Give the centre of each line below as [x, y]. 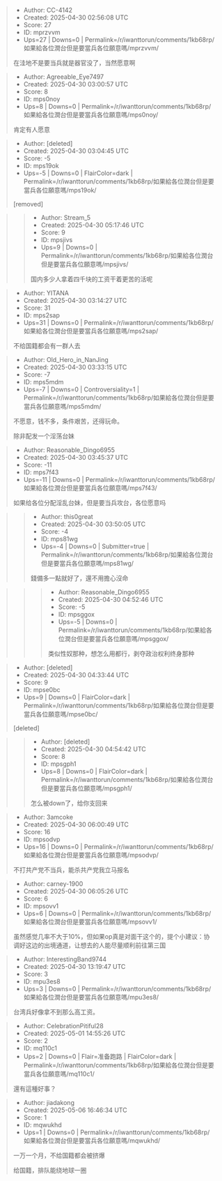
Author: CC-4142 [48, 10]
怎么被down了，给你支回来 [69, 803]
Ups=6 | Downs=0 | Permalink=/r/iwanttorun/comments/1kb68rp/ [117, 913]
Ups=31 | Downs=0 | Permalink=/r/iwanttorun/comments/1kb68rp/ [118, 323]
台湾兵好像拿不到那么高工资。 [56, 1012]
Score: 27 [37, 25]
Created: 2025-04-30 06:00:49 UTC [76, 825]
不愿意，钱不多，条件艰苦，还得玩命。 [68, 421]
